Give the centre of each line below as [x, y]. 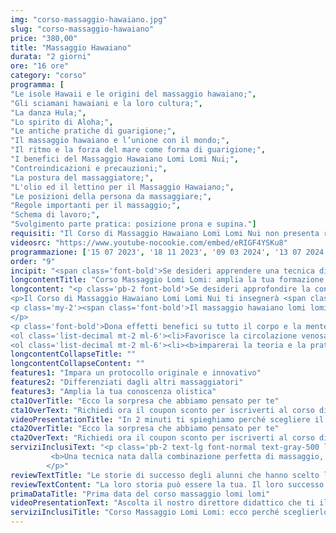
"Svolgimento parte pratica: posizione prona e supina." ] [133, 224]
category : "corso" [48, 76]
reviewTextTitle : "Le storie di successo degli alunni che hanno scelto [165, 475]
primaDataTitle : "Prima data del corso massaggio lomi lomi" [140, 494]
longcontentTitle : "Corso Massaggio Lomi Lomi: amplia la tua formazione [167, 280]
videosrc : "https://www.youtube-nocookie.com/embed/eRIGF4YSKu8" [149, 242]
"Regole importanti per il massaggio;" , [96, 206]
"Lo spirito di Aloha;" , [62, 122]
